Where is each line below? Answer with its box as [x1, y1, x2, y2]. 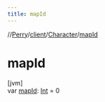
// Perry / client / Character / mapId [7, 30, 99, 39]
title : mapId [7, 10, 46, 18]
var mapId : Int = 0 [7, 86, 60, 95]
